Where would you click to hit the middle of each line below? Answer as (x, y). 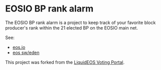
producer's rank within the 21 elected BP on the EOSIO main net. (71, 27)
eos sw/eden (26, 52)
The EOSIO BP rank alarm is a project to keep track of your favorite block (80, 22)
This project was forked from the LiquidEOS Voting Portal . (65, 62)
